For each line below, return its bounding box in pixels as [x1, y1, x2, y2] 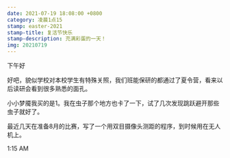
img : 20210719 [7, 42, 48, 49]
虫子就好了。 [7, 107, 43, 116]
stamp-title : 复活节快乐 [7, 29, 73, 36]
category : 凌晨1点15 [7, 16, 63, 23]
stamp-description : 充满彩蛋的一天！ [7, 36, 107, 42]
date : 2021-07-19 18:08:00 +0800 [7, 10, 103, 17]
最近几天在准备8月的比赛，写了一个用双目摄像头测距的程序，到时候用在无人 [7, 122, 221, 130]
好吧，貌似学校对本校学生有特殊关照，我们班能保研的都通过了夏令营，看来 [7, 76, 217, 84]
